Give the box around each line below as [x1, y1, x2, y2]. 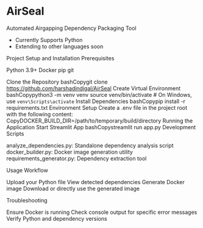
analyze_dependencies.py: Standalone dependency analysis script [6, 141, 174, 149]
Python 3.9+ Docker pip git [6, 66, 74, 74]
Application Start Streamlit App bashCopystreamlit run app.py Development [6, 123, 196, 130]
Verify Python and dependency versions [6, 215, 108, 222]
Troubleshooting [6, 196, 48, 204]
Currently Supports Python [15, 36, 83, 43]
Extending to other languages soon [15, 43, 104, 50]
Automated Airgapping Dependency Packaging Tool [6, 24, 137, 32]
